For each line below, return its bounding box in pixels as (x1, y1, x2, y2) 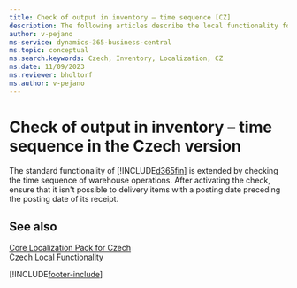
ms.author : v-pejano (9, 79, 86, 88)
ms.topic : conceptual (9, 46, 89, 55)
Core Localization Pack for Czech (9, 243, 132, 253)
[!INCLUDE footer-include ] (9, 269, 103, 280)
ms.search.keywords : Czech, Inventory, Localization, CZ (9, 54, 224, 63)
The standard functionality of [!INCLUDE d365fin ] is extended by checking (9, 165, 278, 175)
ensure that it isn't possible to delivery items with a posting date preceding (9, 183, 281, 195)
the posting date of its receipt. (9, 193, 119, 204)
